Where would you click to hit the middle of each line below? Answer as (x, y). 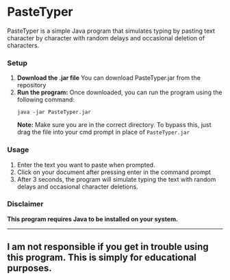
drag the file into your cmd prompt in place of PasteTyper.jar (103, 132)
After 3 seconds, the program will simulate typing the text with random (116, 179)
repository (31, 85)
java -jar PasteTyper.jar (54, 112)
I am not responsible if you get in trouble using (108, 247)
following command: (46, 100)
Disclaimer (25, 204)
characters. (23, 45)
